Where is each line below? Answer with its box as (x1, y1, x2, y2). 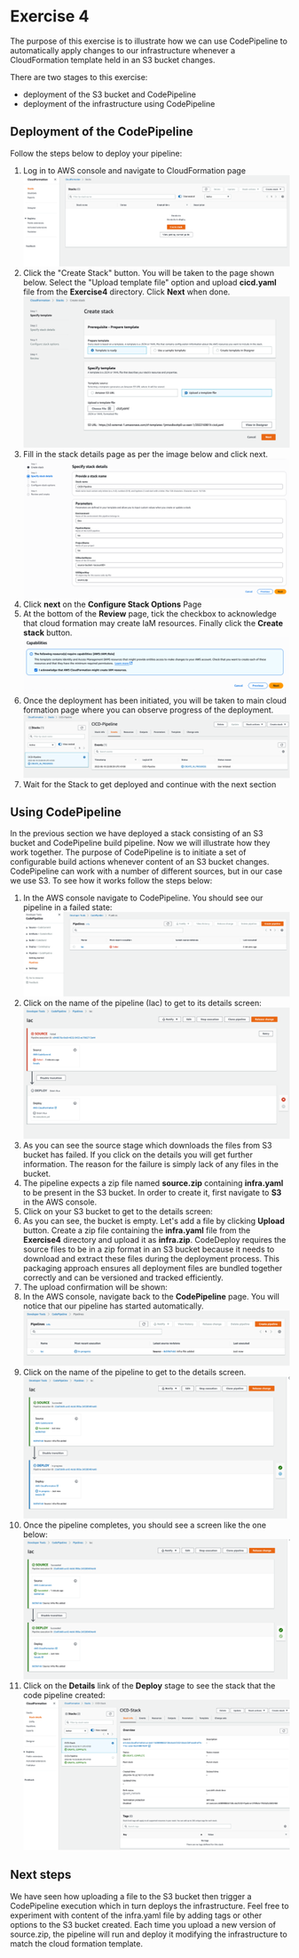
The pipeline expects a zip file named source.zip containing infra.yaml (22, 1178, 284, 1188)
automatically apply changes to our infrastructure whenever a (10, 44, 236, 55)
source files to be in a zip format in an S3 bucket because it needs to (22, 1244, 275, 1255)
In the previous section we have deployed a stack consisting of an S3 (10, 828, 264, 839)
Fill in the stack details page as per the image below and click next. (22, 449, 269, 460)
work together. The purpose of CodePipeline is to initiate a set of (10, 847, 247, 858)
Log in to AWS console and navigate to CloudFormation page (22, 165, 247, 175)
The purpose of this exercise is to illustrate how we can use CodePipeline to (10, 36, 287, 46)
